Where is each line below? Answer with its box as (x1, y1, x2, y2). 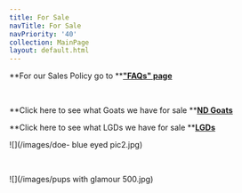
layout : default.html (9, 46, 90, 55)
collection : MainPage (9, 37, 90, 47)
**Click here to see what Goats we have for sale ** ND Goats (9, 105, 233, 116)
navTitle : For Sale (9, 21, 82, 30)
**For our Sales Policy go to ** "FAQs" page (9, 70, 173, 81)
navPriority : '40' (9, 29, 77, 38)
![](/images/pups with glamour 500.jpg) (9, 174, 154, 185)
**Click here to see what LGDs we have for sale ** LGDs (9, 122, 216, 133)
